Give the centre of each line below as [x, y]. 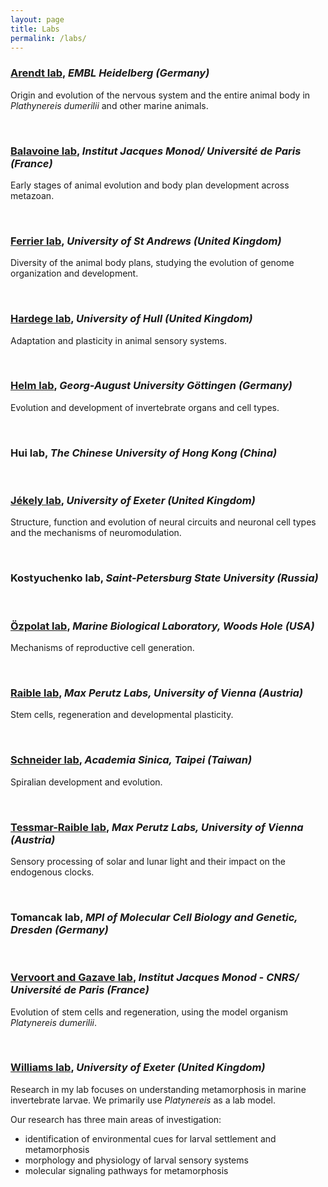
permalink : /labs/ [48, 38]
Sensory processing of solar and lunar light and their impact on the [148, 861]
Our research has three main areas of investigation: [116, 1119]
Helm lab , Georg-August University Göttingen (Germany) [151, 386]
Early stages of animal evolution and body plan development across [150, 185]
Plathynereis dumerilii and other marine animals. [109, 105]
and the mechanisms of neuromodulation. [96, 533]
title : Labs [35, 29]
